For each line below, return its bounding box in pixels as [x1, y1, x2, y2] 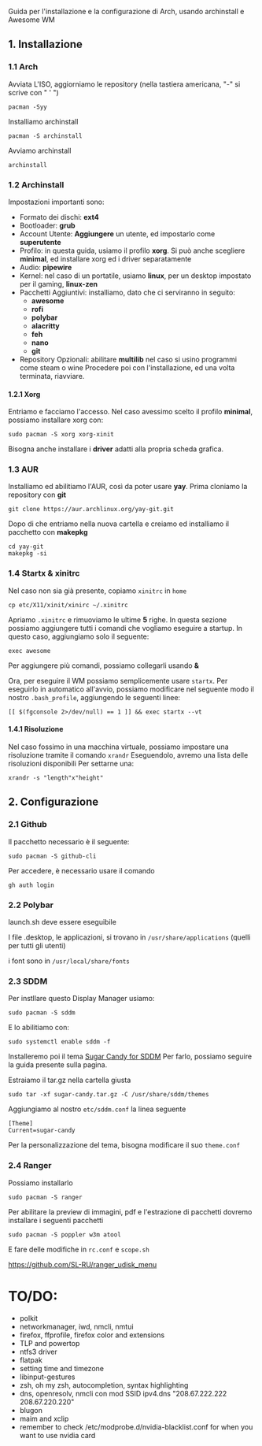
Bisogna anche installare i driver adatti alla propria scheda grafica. [8, 444, 224, 454]
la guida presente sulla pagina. [8, 1060, 108, 1070]
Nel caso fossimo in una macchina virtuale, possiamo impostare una [8, 742, 230, 751]
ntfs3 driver [19, 1347, 57, 1356]
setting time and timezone [19, 1363, 105, 1373]
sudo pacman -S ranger [8, 1193, 83, 1201]
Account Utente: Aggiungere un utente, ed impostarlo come [19, 228, 216, 239]
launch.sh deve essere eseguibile [8, 917, 116, 926]
